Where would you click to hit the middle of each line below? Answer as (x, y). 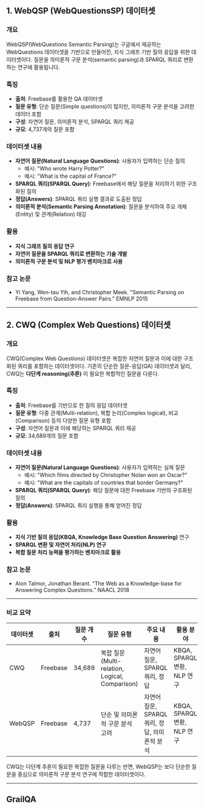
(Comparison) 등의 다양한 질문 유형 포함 (63, 420)
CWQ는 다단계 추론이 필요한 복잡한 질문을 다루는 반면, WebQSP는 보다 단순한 (98, 767)
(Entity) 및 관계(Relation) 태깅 (51, 214)
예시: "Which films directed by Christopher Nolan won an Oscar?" (106, 475)
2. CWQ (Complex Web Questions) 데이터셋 (89, 325)
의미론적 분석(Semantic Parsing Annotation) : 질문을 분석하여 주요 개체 (101, 207)
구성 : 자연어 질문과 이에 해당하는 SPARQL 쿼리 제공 (76, 428)
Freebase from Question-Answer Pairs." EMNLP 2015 (81, 299)
